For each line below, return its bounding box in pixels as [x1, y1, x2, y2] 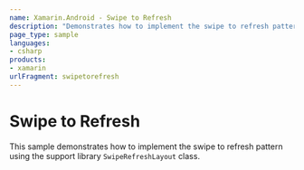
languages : [9, 38, 51, 48]
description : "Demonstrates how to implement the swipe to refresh [9, 22, 270, 31]
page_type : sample [9, 30, 79, 39]
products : [9, 55, 47, 64]
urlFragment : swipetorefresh [9, 72, 119, 81]
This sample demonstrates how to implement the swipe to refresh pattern [9, 141, 283, 152]
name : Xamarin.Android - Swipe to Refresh [9, 13, 172, 23]
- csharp [9, 47, 43, 56]
